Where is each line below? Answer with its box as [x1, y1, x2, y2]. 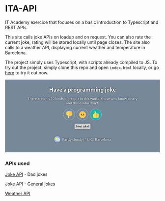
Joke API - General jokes [5, 181, 55, 187]
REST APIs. [5, 24, 28, 30]
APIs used [5, 160, 30, 167]
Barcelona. [5, 50, 27, 56]
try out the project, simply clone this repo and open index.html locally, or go [5, 65, 159, 70]
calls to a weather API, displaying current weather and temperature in [5, 44, 146, 50]
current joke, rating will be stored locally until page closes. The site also [5, 39, 150, 45]
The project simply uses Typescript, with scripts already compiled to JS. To [5, 59, 158, 65]
